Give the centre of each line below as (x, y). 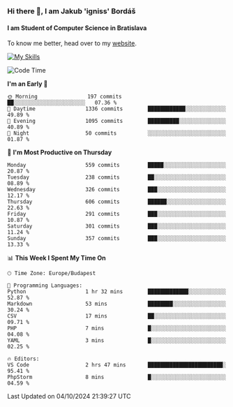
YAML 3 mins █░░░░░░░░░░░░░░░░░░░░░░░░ (117, 341)
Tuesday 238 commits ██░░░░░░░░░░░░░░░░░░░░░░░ (117, 177)
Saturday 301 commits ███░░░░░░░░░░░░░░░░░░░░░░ (117, 226)
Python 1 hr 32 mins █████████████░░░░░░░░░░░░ (117, 292)
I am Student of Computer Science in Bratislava (77, 28)
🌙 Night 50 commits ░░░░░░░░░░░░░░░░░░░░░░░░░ (117, 133)
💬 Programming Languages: (45, 286)
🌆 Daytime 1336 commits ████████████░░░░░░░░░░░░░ (117, 109)
